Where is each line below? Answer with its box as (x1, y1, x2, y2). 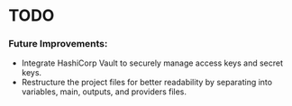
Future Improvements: (8, 38, 108, 50)
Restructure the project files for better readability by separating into (21, 77, 272, 88)
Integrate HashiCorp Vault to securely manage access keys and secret (21, 57, 284, 68)
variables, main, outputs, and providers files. (21, 86, 187, 97)
